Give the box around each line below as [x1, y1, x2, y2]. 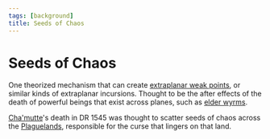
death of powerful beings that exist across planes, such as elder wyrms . [8, 97, 248, 107]
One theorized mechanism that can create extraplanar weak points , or [8, 80, 241, 90]
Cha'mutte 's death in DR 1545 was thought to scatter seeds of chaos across [8, 113, 261, 123]
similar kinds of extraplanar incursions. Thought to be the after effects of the [8, 89, 262, 99]
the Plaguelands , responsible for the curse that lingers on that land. [8, 121, 232, 131]
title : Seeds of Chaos [8, 19, 85, 27]
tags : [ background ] [8, 11, 74, 20]
